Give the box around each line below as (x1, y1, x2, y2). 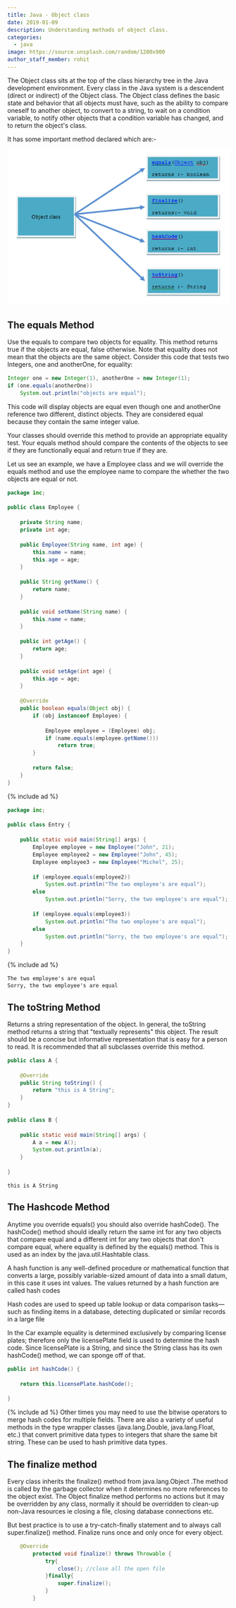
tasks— (202, 1300, 225, 1308)
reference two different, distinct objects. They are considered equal (7, 410, 204, 418)
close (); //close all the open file (57, 1565, 166, 1572)
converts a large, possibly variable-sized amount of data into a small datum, (7, 1271, 228, 1279)
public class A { (7, 1056, 58, 1064)
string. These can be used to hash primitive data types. (7, 1438, 168, 1446)
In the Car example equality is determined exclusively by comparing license (7, 1328, 227, 1336)
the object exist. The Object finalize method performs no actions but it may (7, 1492, 225, 1500)
